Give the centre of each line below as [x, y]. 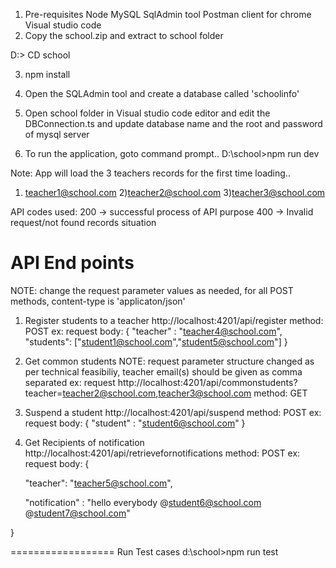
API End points [72, 263]
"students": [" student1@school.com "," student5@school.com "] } [156, 341]
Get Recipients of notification [84, 442]
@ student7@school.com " [77, 513]
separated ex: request [70, 382]
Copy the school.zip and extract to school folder [124, 35]
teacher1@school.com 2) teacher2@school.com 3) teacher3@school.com [175, 192]
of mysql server [57, 134]
